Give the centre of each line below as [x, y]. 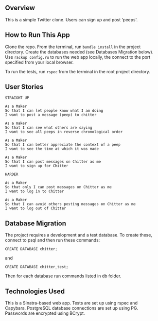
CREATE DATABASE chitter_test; [37, 267]
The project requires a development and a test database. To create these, [79, 235]
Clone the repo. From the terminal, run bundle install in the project [73, 47]
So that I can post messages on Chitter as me [53, 162]
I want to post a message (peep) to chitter [51, 115]
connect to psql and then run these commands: [53, 240]
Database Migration [36, 223]
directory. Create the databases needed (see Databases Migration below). [79, 52]
